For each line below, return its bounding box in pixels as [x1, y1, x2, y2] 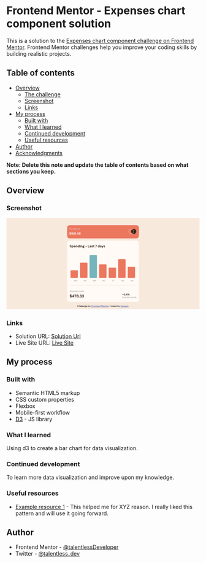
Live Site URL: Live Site [15, 339, 74, 347]
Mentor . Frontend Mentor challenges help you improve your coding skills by [6, 44, 197, 51]
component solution [6, 17, 112, 31]
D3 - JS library [15, 415, 53, 423]
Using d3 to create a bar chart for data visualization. [6, 444, 138, 451]
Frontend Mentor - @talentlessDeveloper [15, 543, 119, 551]
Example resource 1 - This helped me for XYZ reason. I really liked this [15, 503, 193, 510]
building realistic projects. [6, 50, 72, 57]
